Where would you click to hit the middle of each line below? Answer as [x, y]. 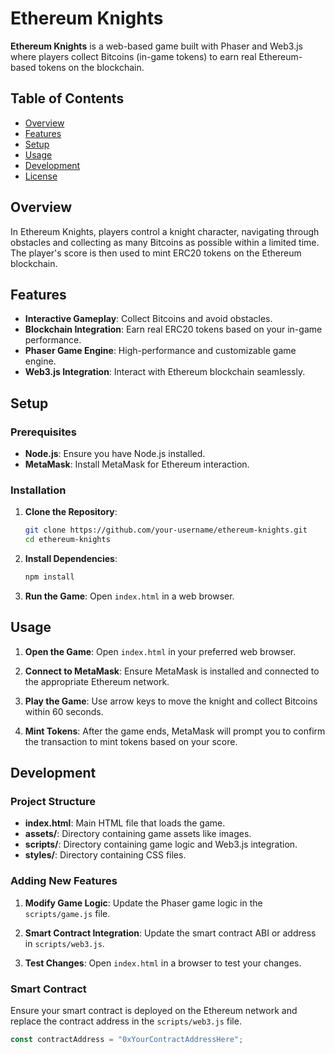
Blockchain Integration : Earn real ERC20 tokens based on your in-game [173, 329]
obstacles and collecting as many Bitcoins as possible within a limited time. [165, 242]
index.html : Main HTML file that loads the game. [125, 823]
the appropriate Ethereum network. [97, 681]
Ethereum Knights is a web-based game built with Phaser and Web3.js [156, 46]
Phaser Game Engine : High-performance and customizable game [160, 351]
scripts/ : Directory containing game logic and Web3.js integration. [161, 844]
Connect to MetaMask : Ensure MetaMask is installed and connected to [172, 671]
